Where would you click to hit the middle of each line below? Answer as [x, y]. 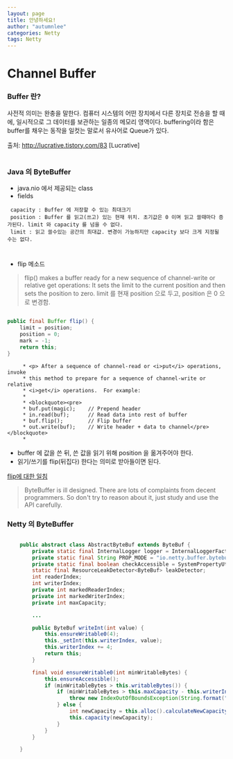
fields [25, 196]
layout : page [26, 14]
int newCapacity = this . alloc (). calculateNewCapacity [148, 711]
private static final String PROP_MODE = [93, 558]
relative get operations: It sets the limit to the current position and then [124, 286]
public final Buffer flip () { [51, 322]
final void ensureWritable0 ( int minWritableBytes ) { [110, 672]
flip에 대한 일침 [27, 476]
